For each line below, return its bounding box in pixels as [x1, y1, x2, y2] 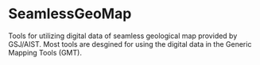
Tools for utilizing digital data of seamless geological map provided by [8, 31, 238, 40]
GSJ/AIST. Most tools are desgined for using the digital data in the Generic [8, 39, 252, 48]
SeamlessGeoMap [8, 5, 132, 23]
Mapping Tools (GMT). [8, 48, 82, 57]
